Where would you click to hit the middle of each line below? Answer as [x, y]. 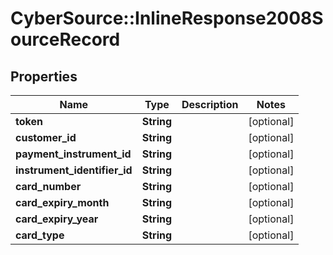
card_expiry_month [62, 202]
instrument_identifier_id [74, 170]
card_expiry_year [57, 219]
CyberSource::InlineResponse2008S [167, 18]
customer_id [46, 137]
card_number [48, 186]
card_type [40, 235]
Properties [44, 76]
